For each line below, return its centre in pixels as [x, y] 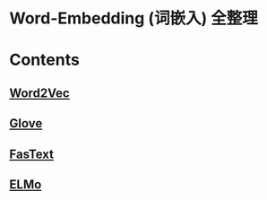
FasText [32, 154]
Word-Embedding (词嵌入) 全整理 [133, 18]
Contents [45, 60]
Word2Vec [39, 93]
